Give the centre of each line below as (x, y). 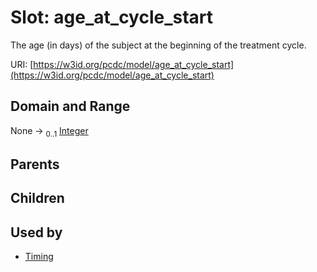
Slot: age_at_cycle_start (112, 17)
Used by (36, 232)
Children (37, 198)
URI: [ (22, 64)
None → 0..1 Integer (49, 131)
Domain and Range (70, 106)
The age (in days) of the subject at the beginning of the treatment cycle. (158, 45)
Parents (35, 164)
